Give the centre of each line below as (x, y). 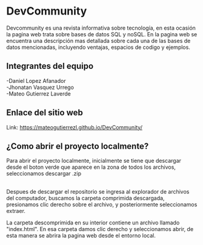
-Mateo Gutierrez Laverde (38, 93)
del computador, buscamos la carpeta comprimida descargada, (85, 198)
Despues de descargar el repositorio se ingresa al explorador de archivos (98, 192)
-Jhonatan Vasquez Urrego (40, 87)
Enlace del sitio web (45, 113)
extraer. (16, 211)
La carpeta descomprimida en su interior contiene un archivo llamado (93, 223)
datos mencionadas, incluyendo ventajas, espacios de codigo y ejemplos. (98, 47)
